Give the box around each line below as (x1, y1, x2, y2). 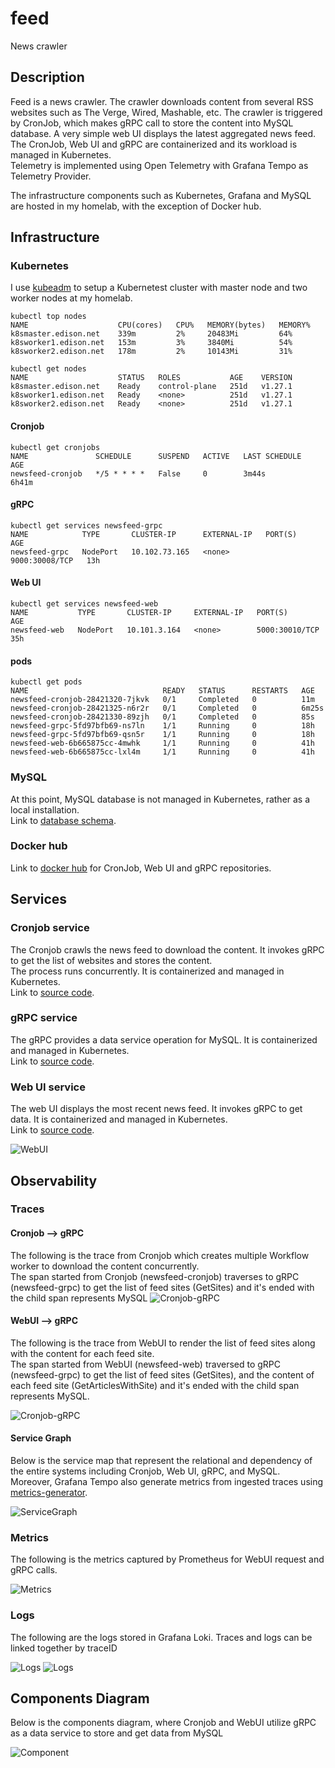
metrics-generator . (10, 1487, 88, 1499)
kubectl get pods (10, 677, 83, 687)
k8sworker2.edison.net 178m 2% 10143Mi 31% (10, 347, 293, 357)
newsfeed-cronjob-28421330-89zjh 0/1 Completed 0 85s (10, 712, 315, 722)
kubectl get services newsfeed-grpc (10, 520, 163, 531)
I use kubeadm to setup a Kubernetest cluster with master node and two (10, 282, 308, 294)
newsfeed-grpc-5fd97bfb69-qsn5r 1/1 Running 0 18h (10, 730, 315, 740)
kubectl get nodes (10, 364, 87, 374)
